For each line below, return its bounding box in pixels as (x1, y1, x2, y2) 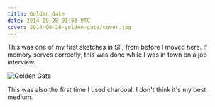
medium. (7, 93, 33, 101)
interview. (7, 58, 36, 67)
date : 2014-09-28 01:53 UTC (7, 17, 91, 24)
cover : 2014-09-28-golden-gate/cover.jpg (7, 23, 132, 30)
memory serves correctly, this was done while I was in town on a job (7, 50, 207, 59)
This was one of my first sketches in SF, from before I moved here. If (7, 43, 208, 52)
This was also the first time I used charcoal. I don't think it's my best (7, 86, 206, 94)
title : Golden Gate (7, 10, 65, 18)
